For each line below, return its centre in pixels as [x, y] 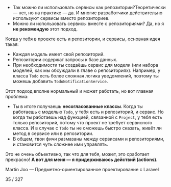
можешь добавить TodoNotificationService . [60, 81]
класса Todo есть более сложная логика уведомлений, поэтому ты [86, 76]
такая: [12, 44]
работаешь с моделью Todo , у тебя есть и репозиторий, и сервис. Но [88, 112]
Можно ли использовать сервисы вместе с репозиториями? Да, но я [88, 23]
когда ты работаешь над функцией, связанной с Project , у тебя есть [87, 117]
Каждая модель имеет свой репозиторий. [58, 54]
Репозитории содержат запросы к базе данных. [65, 60]
